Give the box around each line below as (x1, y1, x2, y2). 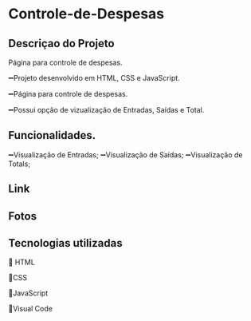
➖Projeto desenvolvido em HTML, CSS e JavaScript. (8, 73, 181, 82)
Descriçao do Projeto (8, 37, 115, 50)
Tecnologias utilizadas (8, 236, 123, 250)
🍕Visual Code (8, 304, 53, 314)
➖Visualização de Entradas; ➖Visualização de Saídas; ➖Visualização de (8, 149, 243, 160)
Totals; (8, 159, 30, 168)
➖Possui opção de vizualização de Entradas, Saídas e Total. (8, 105, 205, 114)
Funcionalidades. (8, 129, 96, 142)
